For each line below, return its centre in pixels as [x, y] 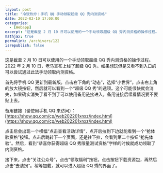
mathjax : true [19, 37]
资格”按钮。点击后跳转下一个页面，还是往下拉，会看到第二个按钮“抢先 [79, 137]
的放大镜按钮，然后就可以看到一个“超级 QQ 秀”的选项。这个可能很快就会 [77, 88]
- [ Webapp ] [20, 28]
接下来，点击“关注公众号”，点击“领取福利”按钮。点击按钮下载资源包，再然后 [81, 159]
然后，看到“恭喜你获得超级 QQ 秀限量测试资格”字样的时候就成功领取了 [85, 143]
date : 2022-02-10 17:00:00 [32, 18]
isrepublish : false [25, 45]
